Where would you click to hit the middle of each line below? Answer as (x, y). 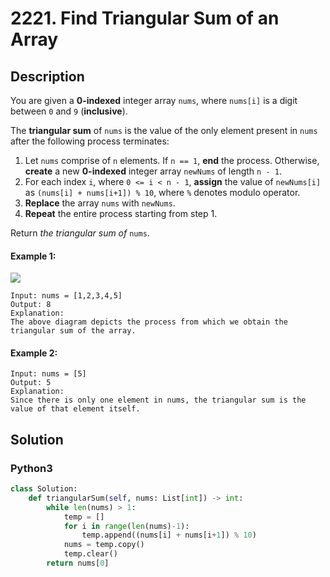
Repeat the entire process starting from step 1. (121, 213)
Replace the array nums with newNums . (100, 203)
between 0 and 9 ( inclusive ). (69, 111)
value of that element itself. (75, 409)
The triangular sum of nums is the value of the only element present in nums (164, 130)
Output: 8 (31, 305)
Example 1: (33, 256)
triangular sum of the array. (73, 331)
